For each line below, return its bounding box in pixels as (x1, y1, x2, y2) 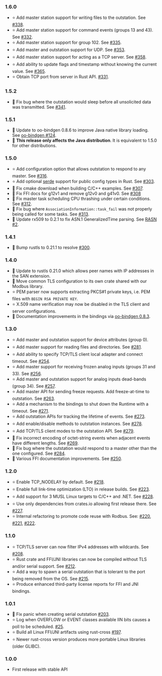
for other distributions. (12, 142, 57, 148)
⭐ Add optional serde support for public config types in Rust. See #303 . (12, 179, 155, 184)
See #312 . (12, 201, 32, 207)
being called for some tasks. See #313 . (12, 211, 89, 217)
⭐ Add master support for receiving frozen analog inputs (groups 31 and (12, 364, 156, 370)
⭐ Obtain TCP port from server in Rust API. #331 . (12, 74, 109, 80)
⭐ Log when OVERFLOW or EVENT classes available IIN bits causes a (12, 616, 150, 622)
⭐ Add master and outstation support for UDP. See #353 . (12, 47, 126, 53)
